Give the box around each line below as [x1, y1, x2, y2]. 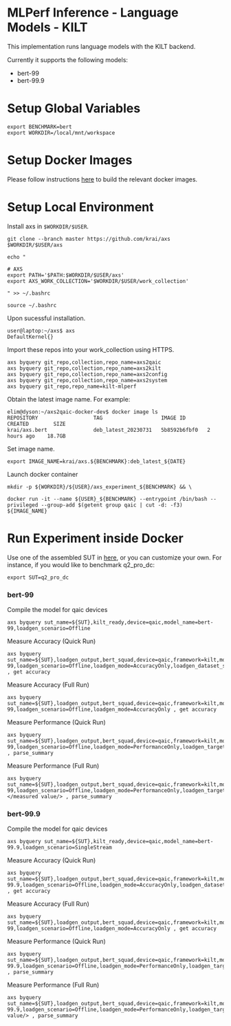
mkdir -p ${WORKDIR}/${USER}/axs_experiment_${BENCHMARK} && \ [7, 483, 192, 491]
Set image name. [7, 444, 55, 453]
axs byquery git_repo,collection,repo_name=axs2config [7, 371, 168, 377]
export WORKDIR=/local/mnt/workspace [7, 129, 115, 136]
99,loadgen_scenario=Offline [7, 624, 91, 632]
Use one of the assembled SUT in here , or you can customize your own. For [7, 553, 222, 562]
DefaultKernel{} [7, 333, 54, 340]
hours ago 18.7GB [7, 433, 67, 440]
